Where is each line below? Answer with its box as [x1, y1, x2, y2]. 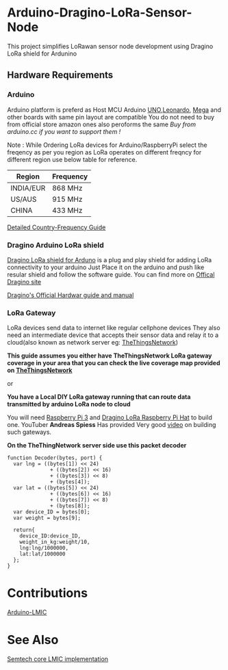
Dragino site [7, 277, 42, 286]
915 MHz [52, 194, 83, 204]
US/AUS [10, 194, 37, 204]
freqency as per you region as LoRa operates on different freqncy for [7, 148, 202, 156]
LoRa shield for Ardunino [7, 49, 77, 58]
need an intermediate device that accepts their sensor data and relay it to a [7, 331, 219, 339]
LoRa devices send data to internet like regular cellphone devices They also [7, 324, 220, 332]
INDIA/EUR [10, 183, 46, 193]
